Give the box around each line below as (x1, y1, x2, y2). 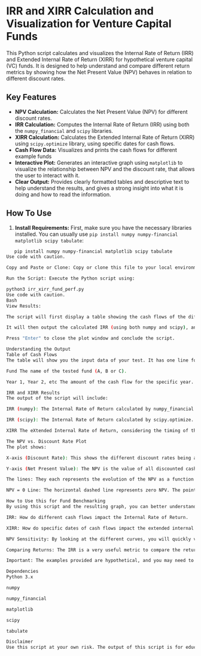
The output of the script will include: (6, 395, 109, 402)
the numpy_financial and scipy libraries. (14, 127, 114, 134)
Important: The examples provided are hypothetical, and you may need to (6, 558, 194, 564)
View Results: (6, 303, 42, 309)
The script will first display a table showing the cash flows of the (6, 314, 186, 320)
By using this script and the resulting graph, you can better (6, 504, 167, 510)
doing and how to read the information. (14, 190, 111, 198)
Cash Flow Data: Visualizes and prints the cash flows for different (14, 146, 178, 153)
